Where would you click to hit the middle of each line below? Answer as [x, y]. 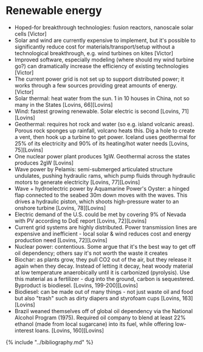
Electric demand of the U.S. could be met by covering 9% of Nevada [100, 214]
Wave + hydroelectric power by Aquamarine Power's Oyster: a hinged [102, 188]
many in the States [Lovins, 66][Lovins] [64, 104]
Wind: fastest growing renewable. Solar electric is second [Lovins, [97, 111]
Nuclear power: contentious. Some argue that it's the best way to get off [105, 246]
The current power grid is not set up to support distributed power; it [99, 79]
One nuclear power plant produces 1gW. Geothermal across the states [102, 156]
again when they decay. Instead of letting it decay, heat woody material [104, 266]
